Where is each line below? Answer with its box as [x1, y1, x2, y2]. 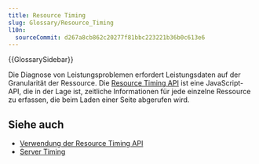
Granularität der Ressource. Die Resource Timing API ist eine [8, 78, 204, 88]
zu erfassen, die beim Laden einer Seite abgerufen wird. [8, 95, 190, 104]
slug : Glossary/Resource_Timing [8, 19, 114, 27]
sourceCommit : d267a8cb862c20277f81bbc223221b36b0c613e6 [15, 33, 206, 42]
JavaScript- [205, 78, 244, 88]
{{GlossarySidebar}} [8, 55, 75, 64]
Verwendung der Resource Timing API [19, 139, 144, 148]
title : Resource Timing [8, 11, 86, 20]
